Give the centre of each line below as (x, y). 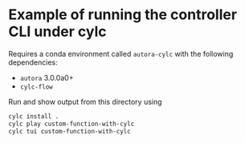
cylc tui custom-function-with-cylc (69, 131)
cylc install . (34, 116)
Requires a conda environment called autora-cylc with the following (121, 54)
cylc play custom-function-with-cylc (71, 124)
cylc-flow (37, 87)
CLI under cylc (57, 32)
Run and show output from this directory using (85, 101)
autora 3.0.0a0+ (47, 77)
